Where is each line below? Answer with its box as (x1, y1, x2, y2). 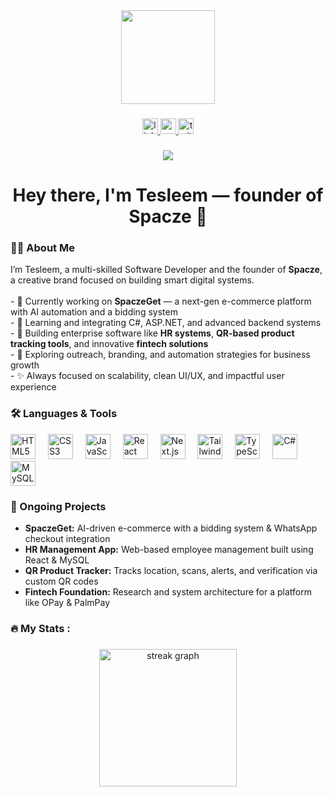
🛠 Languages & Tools (10, 407, 118, 421)
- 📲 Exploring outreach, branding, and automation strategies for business (10, 349, 311, 361)
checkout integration (24, 532, 111, 544)
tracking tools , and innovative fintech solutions (10, 338, 209, 350)
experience (10, 381, 57, 393)
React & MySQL (24, 554, 90, 566)
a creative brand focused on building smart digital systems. (10, 274, 255, 286)
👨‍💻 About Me (10, 240, 75, 254)
